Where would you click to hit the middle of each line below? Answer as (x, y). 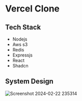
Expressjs (22, 55)
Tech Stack (23, 27)
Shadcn (20, 66)
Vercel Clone (32, 9)
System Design (29, 81)
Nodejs (20, 39)
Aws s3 (20, 44)
